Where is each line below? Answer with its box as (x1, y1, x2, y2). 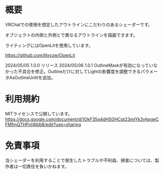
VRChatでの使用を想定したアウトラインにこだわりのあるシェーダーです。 (5, 22, 153, 27)
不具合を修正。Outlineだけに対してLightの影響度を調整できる (18, 68, 141, 74)
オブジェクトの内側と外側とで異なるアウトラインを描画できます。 (5, 32, 138, 38)
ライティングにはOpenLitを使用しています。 (5, 42, 93, 48)
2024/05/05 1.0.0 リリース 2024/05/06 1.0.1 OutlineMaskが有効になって (5, 62, 149, 68)
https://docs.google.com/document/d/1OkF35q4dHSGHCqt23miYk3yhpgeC (5, 116, 159, 122)
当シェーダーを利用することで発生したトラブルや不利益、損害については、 (5, 157, 155, 163)
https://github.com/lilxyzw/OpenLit (5, 52, 75, 58)
